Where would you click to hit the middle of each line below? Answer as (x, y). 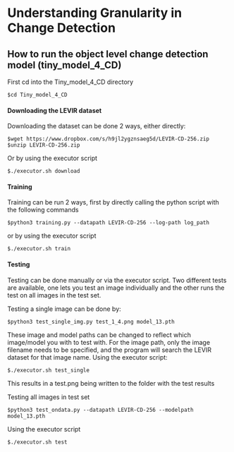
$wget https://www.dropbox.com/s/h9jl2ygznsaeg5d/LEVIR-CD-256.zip (109, 139)
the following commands (43, 210)
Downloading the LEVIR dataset (55, 110)
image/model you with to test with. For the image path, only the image (109, 342)
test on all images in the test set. (54, 295)
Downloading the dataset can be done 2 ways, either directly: (97, 126)
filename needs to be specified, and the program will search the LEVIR (109, 350)
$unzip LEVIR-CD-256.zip (44, 145)
